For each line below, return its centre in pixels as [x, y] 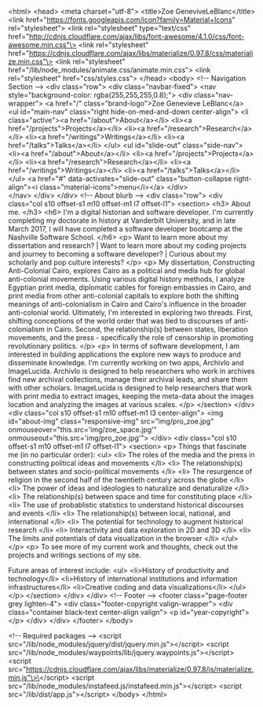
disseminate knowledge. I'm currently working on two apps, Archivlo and [126, 363]
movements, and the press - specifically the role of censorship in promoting [131, 337]
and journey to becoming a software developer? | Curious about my [117, 254]
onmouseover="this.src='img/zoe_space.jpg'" [82, 429]
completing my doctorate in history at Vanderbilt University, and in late [122, 220]
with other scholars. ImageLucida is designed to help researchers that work [130, 388]
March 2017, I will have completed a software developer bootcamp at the [126, 229]
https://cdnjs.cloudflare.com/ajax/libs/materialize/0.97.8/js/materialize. [140, 669]
